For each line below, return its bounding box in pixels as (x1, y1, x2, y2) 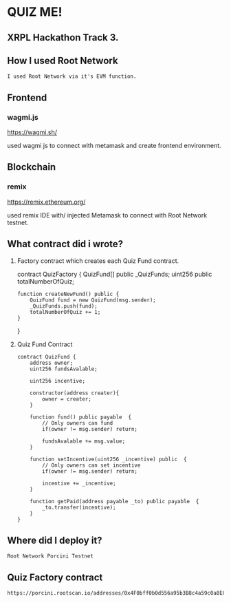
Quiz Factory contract (7, 571, 103, 583)
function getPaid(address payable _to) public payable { (30, 498, 199, 505)
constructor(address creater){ (30, 390, 120, 396)
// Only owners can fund (42, 419, 113, 427)
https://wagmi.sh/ (7, 128, 57, 136)
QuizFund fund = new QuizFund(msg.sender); (30, 297, 156, 304)
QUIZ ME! (7, 4, 63, 20)
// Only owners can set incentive (42, 462, 141, 469)
